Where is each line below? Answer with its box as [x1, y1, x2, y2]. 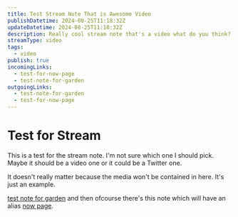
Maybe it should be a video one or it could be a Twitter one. [7, 158, 182, 167]
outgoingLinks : [7, 84, 53, 91]
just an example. [7, 180, 56, 188]
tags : [7, 44, 24, 51]
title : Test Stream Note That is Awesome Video [7, 10, 152, 18]
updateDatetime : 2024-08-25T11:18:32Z [7, 24, 123, 31]
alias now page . [7, 201, 54, 210]
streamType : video [7, 37, 62, 44]
